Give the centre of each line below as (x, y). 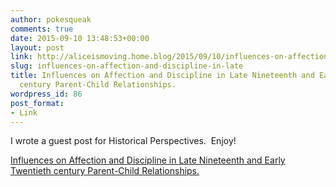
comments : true (42, 29)
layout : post (37, 47)
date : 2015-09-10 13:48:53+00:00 (80, 38)
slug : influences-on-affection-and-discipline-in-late (127, 66)
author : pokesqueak (51, 19)
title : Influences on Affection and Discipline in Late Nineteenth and (162, 76)
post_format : (37, 103)
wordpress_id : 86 (46, 94)
